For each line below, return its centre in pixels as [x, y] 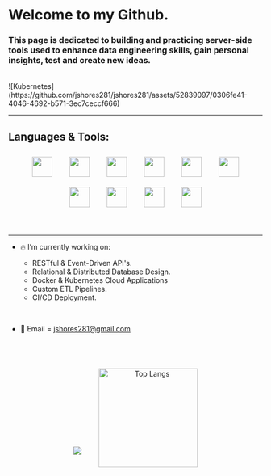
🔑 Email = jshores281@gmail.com [75, 329]
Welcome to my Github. [89, 15]
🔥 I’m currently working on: [65, 247]
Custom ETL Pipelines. [69, 289]
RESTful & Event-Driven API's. [82, 263]
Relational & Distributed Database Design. [101, 272]
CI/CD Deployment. [64, 297]
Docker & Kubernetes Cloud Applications [100, 280]
